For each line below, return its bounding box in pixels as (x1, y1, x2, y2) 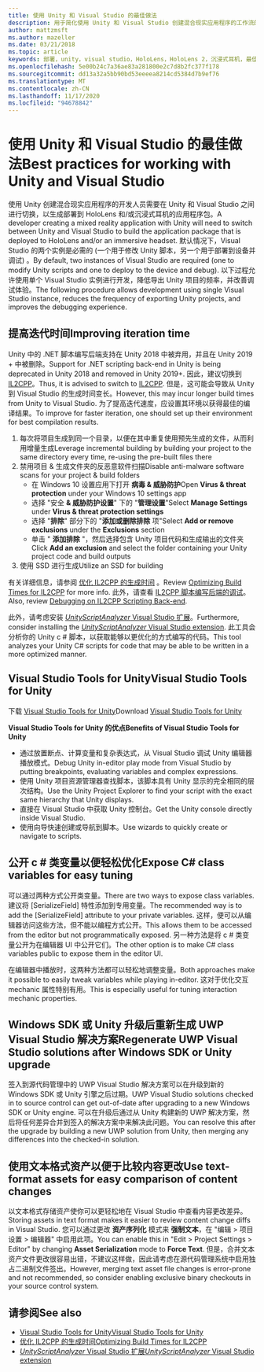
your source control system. (8, 1282, 100, 1291)
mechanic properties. (8, 993, 77, 1003)
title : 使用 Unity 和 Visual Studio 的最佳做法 (8, 11, 157, 20)
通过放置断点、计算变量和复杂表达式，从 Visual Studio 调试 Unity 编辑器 (19, 748, 253, 758)
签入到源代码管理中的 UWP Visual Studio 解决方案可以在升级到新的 (8, 1079, 225, 1090)
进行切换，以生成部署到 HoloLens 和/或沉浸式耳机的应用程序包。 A (8, 209, 222, 219)
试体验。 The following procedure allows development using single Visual (8, 285, 244, 295)
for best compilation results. (8, 417, 99, 426)
